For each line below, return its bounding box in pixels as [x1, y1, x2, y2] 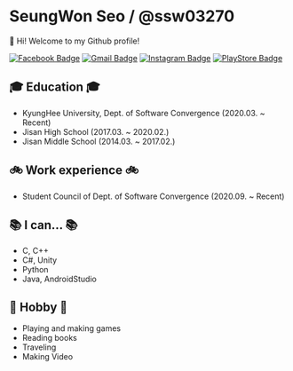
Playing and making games [21, 323, 122, 334]
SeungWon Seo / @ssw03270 [9, 6, 235, 27]
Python [21, 264, 49, 275]
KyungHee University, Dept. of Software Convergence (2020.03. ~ [21, 107, 265, 118]
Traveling [21, 342, 57, 352]
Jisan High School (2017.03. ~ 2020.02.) [21, 126, 170, 137]
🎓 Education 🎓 [9, 80, 100, 95]
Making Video [21, 351, 74, 362]
